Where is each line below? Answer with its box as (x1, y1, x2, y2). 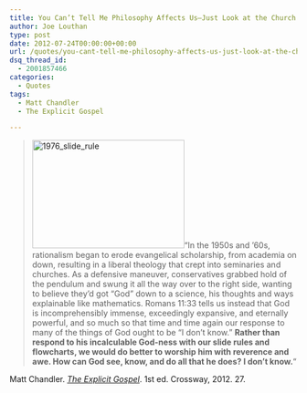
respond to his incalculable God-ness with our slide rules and (31, 336, 270, 347)
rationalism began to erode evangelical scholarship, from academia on (31, 250, 297, 261)
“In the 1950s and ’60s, (184, 240, 271, 251)
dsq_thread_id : (9, 56, 68, 65)
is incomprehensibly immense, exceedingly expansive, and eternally (31, 307, 289, 319)
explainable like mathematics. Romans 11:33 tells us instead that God (31, 298, 291, 309)
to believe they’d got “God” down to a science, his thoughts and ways (31, 288, 294, 299)
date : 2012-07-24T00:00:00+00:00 (9, 38, 137, 48)
